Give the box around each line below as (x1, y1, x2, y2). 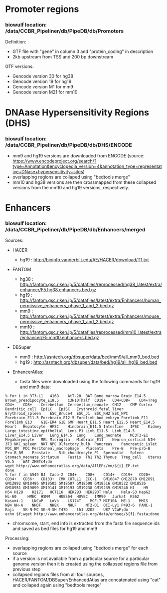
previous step (12, 566, 41, 573)
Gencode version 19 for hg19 (12, 78, 72, 84)
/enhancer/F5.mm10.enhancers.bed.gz (19, 335, 100, 341)
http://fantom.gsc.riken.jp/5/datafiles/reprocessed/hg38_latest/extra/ (19, 281, 162, 288)
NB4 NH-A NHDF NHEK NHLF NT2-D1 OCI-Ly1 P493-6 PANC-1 (5, 503, 153, 508)
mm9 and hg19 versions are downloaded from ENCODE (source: (12, 152, 145, 158)
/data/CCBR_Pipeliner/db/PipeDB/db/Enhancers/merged (5, 226, 146, 233)
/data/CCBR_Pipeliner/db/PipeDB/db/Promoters (5, 27, 124, 34)
